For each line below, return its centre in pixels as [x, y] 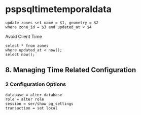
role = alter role [25, 99]
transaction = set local [31, 108]
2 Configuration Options [36, 84]
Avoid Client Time [24, 36]
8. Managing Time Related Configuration [71, 70]
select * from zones [27, 46]
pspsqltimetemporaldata [58, 9]
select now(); [20, 54]
